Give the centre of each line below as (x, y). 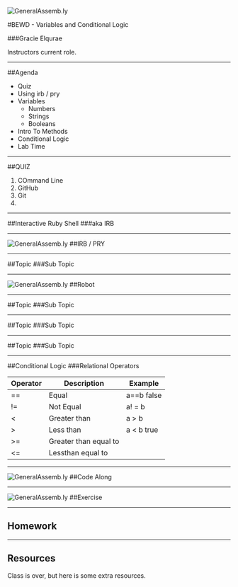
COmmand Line (40, 180)
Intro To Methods (43, 131)
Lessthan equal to (78, 453)
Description (84, 383)
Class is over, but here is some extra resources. (77, 575)
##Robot (82, 284)
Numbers (42, 109)
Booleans (42, 124)
